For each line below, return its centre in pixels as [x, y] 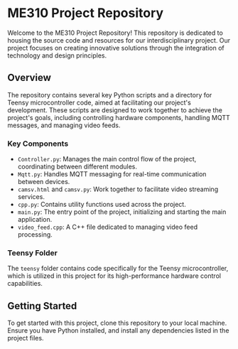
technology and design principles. [57, 55]
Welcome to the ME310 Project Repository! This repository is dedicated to [115, 33]
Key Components [38, 144]
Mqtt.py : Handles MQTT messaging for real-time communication [112, 174]
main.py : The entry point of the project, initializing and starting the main [122, 212]
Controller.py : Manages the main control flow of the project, [107, 159]
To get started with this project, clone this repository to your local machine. [117, 323]
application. [35, 220]
